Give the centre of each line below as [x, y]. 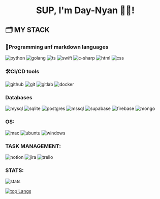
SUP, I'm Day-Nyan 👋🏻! [85, 10]
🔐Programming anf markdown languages [57, 47]
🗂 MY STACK [27, 30]
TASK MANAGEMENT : [33, 146]
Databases [19, 98]
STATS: [14, 170]
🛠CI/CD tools [22, 71]
